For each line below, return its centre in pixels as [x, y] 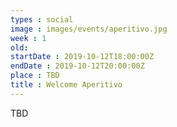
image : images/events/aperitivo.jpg [89, 29]
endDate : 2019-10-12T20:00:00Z [77, 66]
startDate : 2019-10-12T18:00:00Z [82, 57]
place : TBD [35, 76]
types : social [42, 19]
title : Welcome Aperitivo [66, 85]
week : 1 [28, 38]
